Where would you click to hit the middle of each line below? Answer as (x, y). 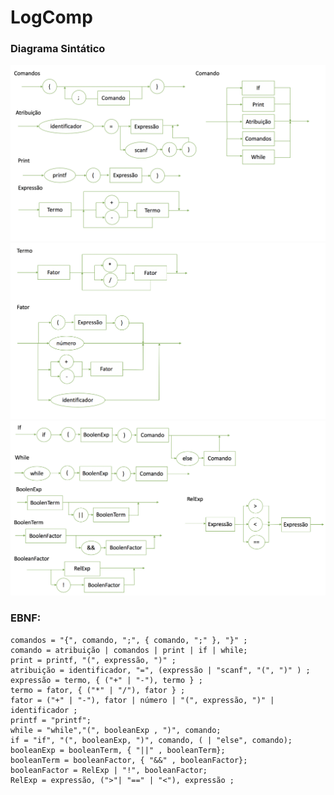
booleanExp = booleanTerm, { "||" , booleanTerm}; (118, 750)
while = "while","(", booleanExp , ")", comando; (116, 730)
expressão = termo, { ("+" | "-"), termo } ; (106, 680)
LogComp (51, 17)
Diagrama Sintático (58, 49)
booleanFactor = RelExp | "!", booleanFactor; (109, 770)
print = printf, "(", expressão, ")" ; (93, 660)
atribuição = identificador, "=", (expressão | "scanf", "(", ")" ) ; (160, 670)
